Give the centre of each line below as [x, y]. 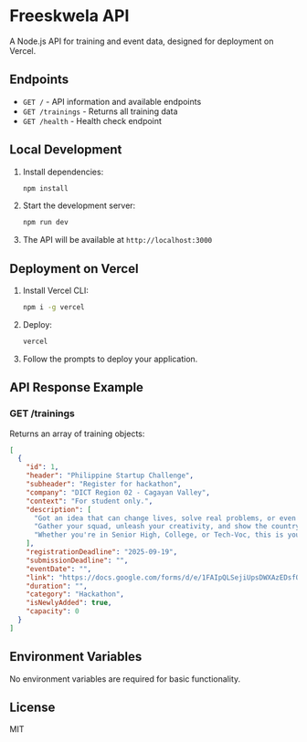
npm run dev [45, 223]
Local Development [66, 150]
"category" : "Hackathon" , [75, 594]
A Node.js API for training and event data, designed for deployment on [142, 41]
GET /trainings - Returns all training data [100, 111]
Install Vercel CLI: [56, 291]
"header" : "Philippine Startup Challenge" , [110, 476]
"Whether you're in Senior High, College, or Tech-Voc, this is [159, 535]
